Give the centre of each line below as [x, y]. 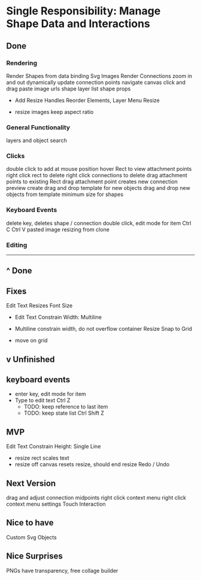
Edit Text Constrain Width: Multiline [58, 317]
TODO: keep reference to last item [66, 407]
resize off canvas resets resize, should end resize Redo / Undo [92, 464]
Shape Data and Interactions [78, 24]
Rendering [22, 63]
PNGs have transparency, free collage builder [62, 570]
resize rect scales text [42, 458]
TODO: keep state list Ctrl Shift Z [64, 413]
